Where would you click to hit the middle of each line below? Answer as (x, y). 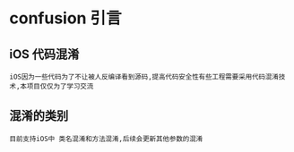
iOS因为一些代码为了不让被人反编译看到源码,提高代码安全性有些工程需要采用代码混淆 (144, 77)
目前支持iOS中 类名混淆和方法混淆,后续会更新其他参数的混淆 (106, 139)
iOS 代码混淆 (44, 54)
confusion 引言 (66, 18)
